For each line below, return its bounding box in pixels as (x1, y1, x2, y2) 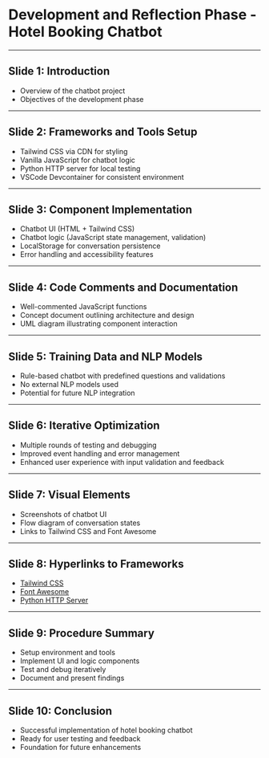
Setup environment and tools (19, 648, 116, 658)
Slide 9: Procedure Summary (8, 626, 155, 640)
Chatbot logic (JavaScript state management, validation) (19, 233, 207, 242)
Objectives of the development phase (19, 94, 144, 104)
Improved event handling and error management (19, 448, 180, 458)
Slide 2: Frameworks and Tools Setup (8, 125, 198, 139)
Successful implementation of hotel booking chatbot (19, 725, 193, 736)
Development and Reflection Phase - (8, 6, 257, 24)
